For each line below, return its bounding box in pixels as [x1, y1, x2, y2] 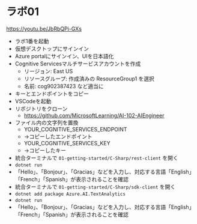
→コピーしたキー [23, 147, 66, 154]
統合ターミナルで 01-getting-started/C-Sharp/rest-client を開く [14, 154, 178, 162]
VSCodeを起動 [14, 97, 52, 104]
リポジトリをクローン [14, 105, 68, 112]
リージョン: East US [23, 67, 73, 74]
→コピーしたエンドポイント [23, 133, 92, 140]
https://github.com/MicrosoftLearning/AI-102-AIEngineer [23, 112, 165, 119]
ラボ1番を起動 [14, 37, 49, 44]
